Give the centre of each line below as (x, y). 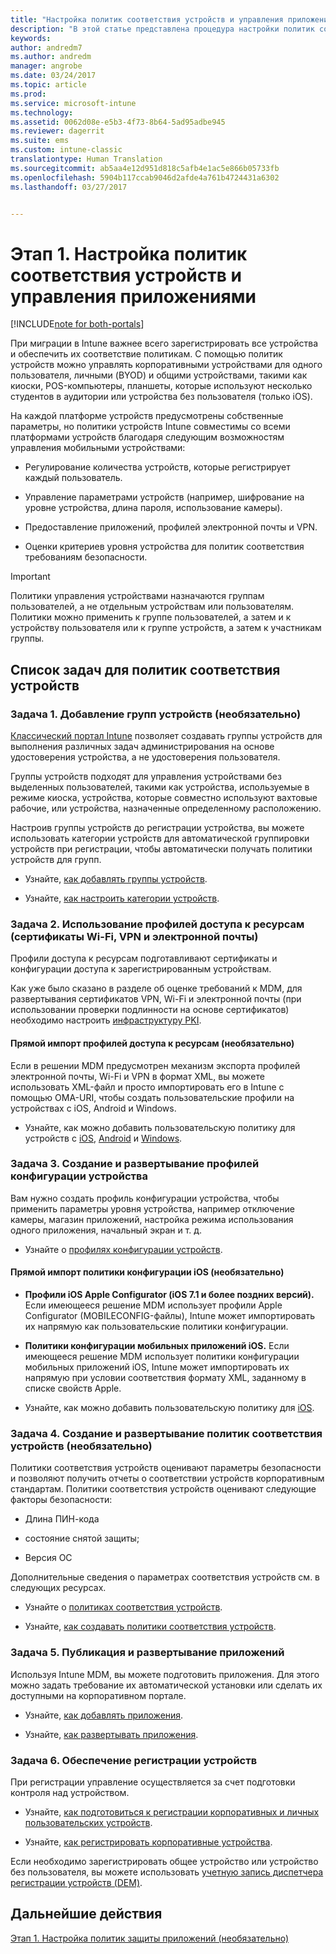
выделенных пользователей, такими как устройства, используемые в (160, 787)
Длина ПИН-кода (62, 1519)
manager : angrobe (46, 66)
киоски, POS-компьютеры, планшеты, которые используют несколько (161, 386)
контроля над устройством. (70, 1792)
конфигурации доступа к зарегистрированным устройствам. (141, 969)
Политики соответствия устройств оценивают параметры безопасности (166, 1468)
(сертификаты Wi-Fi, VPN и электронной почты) (134, 936)
